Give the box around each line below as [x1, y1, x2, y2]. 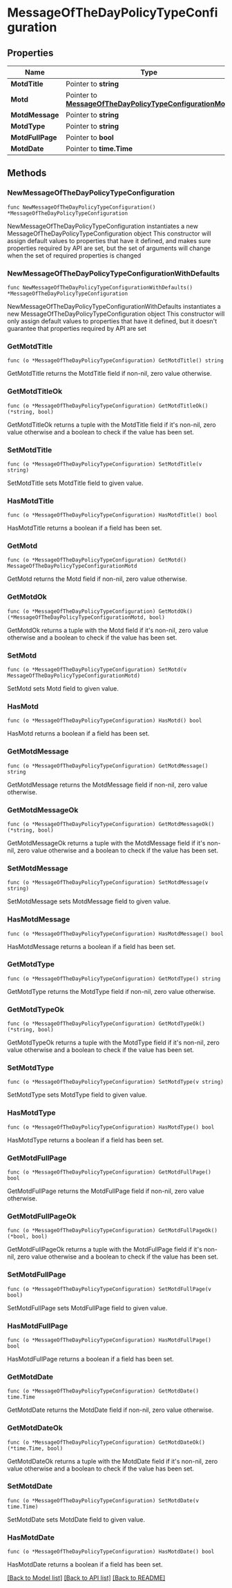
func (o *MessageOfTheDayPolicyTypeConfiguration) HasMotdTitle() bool [7, 512, 217, 519]
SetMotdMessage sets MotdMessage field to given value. [7, 897, 171, 906]
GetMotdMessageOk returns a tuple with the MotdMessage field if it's [7, 839, 206, 847]
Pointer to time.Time [65, 144, 133, 153]
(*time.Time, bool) [7, 1445, 64, 1452]
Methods [7, 167, 47, 179]
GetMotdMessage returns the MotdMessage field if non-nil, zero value [7, 781, 208, 789]
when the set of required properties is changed [7, 251, 142, 260]
